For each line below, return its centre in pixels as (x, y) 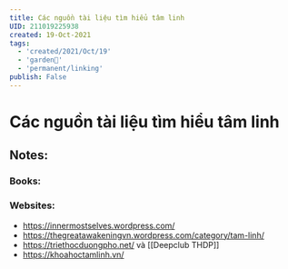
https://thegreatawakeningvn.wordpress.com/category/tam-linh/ (144, 235)
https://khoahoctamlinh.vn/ (73, 254)
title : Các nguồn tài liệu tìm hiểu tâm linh (97, 18)
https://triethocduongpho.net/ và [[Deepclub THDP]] (121, 244)
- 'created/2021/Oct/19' (65, 52)
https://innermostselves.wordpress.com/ (99, 225)
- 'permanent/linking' (60, 69)
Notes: (29, 155)
